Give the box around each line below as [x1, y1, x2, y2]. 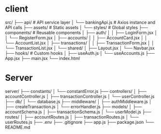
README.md [5, 124, 30, 130]
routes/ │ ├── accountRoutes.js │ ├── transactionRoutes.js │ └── [5, 114, 139, 119]
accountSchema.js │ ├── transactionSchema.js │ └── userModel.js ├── [5, 109, 151, 115]
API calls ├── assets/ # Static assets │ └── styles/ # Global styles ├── [5, 24, 148, 30]
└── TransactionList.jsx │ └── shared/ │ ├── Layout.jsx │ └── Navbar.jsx [5, 45, 155, 51]
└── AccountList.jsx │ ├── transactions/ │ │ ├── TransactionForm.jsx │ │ [5, 40, 155, 45]
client [5, 3, 29, 15]
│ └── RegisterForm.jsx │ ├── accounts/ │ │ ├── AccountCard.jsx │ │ [5, 35, 147, 41]
